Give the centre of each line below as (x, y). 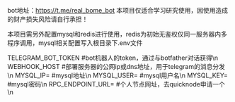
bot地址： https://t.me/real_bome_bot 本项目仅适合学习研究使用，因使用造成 (118, 10)
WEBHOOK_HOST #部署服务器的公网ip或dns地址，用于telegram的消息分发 (116, 66)
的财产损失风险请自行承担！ (48, 19)
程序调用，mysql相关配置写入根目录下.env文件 (75, 43)
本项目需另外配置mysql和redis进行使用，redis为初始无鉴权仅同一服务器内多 (117, 34)
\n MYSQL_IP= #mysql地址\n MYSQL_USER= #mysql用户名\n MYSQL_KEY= (118, 75)
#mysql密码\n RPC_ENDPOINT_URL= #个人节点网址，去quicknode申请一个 (116, 84)
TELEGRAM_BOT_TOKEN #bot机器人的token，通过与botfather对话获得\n (113, 58)
